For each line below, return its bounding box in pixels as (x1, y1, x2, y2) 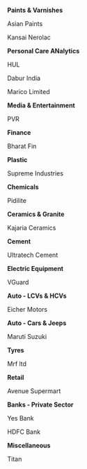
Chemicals (7, 183, 40, 191)
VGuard (7, 278, 29, 286)
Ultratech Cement (7, 251, 58, 259)
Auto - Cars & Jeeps (7, 319, 67, 327)
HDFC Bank (7, 428, 40, 436)
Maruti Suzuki (7, 333, 47, 341)
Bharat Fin (7, 142, 37, 150)
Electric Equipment (7, 265, 64, 272)
